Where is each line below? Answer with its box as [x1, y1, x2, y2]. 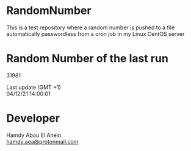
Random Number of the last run [6, 52, 169, 66]
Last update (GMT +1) [6, 83, 61, 91]
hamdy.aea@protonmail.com [6, 138, 79, 145]
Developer [6, 111, 60, 125]
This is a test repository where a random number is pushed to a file [6, 24, 175, 31]
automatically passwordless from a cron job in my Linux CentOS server [6, 30, 185, 37]
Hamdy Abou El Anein [6, 132, 62, 139]
